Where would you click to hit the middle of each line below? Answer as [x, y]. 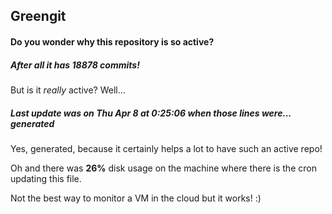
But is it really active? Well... [68, 90]
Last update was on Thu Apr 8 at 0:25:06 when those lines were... [151, 113]
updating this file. [46, 178]
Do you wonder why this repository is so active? [112, 41]
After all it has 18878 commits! [75, 65]
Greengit [38, 16]
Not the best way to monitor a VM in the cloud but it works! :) [136, 198]
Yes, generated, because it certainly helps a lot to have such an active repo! [166, 148]
